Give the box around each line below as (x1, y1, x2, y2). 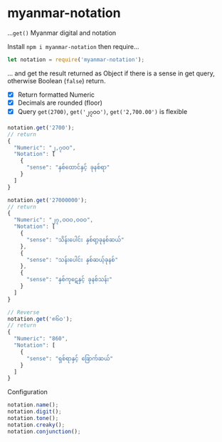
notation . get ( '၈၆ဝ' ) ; (7, 315, 73, 322)
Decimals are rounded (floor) (17, 98, 103, 107)
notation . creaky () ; (7, 421, 65, 428)
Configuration (7, 388, 48, 396)
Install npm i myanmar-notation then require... (7, 42, 140, 51)
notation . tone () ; (7, 415, 59, 422)
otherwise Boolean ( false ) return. (7, 76, 106, 85)
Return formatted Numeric (17, 90, 95, 99)
